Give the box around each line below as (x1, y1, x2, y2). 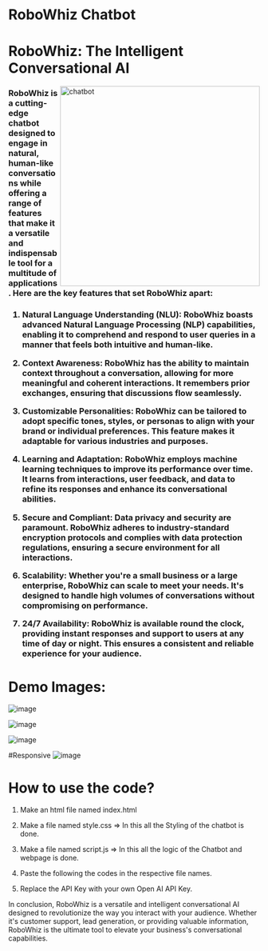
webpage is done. (19, 853, 80, 863)
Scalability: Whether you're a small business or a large (22, 570, 238, 581)
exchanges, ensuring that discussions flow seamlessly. (22, 387, 242, 398)
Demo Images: (8, 677, 106, 696)
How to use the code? (8, 778, 156, 797)
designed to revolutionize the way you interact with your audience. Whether (8, 908, 258, 917)
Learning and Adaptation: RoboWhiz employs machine (22, 454, 238, 465)
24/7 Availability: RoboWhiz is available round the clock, (22, 618, 245, 629)
